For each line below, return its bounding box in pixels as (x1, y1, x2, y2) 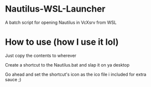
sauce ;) (5, 76, 21, 82)
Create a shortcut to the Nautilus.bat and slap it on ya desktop (5, 62, 130, 68)
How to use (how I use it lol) (5, 36, 119, 48)
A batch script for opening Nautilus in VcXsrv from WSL (5, 19, 117, 25)
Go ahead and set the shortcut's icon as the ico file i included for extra (5, 71, 147, 77)
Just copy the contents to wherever (5, 52, 76, 58)
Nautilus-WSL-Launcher (5, 3, 106, 15)
